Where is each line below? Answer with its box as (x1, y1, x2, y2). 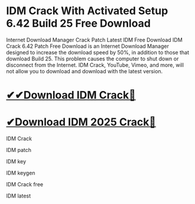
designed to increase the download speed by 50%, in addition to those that (6, 48, 190, 56)
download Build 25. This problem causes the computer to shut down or (6, 55, 179, 62)
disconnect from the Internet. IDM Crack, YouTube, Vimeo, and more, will (6, 61, 184, 69)
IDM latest (6, 192, 31, 199)
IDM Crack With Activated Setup (6, 4, 168, 18)
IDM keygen (6, 170, 35, 177)
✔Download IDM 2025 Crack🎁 (6, 115, 157, 129)
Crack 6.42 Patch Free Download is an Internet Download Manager (6, 43, 170, 50)
